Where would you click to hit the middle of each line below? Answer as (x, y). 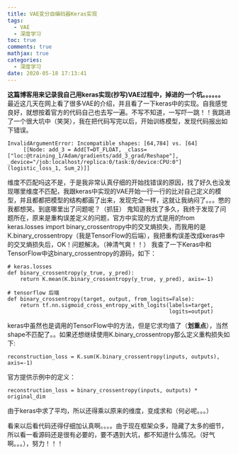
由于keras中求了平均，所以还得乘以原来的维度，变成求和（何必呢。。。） (110, 410)
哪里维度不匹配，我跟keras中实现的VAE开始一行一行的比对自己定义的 (114, 191)
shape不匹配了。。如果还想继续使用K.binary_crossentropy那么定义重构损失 (116, 334)
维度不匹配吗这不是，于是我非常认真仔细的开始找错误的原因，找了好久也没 (116, 182)
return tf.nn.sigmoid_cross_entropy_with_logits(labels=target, (117, 305)
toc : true (22, 40)
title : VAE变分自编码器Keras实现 (52, 14)
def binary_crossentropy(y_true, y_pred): (71, 273)
